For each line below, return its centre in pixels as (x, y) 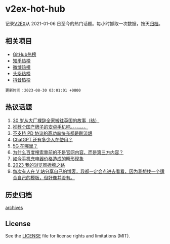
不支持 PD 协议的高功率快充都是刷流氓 (52, 133)
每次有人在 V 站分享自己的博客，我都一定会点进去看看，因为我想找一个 (86, 171)
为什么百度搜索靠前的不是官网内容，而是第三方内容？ (68, 152)
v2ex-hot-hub (35, 9)
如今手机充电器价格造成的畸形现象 (48, 159)
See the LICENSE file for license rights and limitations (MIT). (68, 236)
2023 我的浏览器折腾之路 (39, 165)
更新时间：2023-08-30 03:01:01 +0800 (43, 90)
